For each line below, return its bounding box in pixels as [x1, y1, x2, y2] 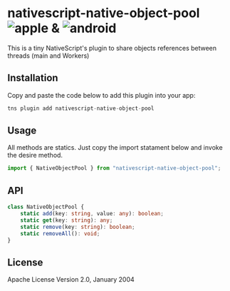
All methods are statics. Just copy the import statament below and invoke [7, 143, 223, 152]
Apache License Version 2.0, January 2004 [7, 275, 135, 284]
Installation [7, 72, 58, 84]
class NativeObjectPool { [7, 203, 84, 211]
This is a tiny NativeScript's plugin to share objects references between [7, 44, 217, 52]
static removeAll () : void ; [20, 230, 100, 237]
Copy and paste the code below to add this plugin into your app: [7, 91, 196, 99]
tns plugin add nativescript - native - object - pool [7, 105, 155, 112]
